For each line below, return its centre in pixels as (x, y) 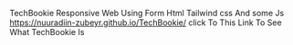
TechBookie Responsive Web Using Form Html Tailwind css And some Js (147, 13)
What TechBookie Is (47, 32)
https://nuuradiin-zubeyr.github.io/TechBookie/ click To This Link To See (146, 22)
